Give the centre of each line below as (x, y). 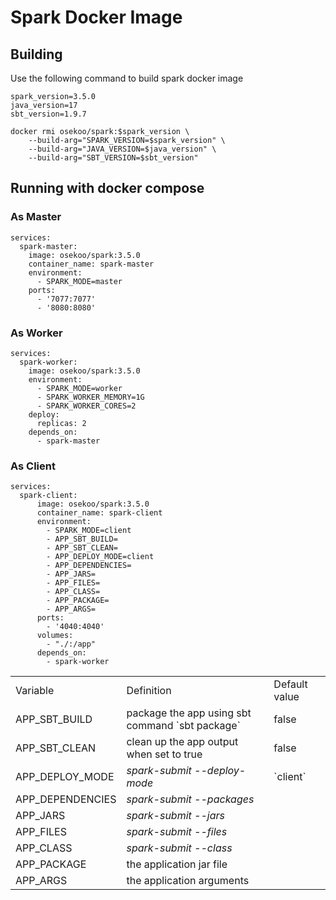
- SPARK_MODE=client (89, 531)
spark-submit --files (177, 832)
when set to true (164, 754)
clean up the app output (182, 742)
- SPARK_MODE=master (79, 281)
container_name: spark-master (91, 264)
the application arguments (188, 881)
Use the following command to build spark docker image (127, 78)
